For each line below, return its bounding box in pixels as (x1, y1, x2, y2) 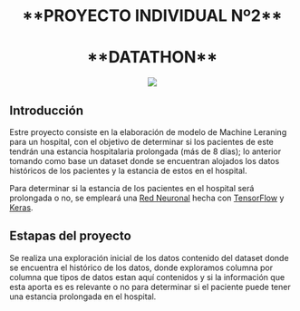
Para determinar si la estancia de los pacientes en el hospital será (9, 182, 255, 193)
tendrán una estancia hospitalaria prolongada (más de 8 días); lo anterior (9, 146, 282, 157)
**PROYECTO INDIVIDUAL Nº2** (22, 5, 283, 26)
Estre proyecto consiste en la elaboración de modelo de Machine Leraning (9, 126, 287, 137)
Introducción (9, 102, 84, 118)
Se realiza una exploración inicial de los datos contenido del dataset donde (9, 252, 289, 263)
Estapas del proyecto (9, 228, 131, 244)
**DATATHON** (86, 47, 218, 68)
